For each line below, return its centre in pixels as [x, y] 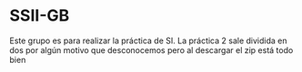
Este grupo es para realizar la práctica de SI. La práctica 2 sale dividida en [149, 40]
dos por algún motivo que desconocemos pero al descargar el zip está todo [151, 49]
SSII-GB [40, 16]
